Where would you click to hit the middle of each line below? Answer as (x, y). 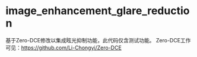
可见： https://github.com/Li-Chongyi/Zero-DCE (64, 48)
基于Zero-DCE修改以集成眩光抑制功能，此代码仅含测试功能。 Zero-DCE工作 (98, 40)
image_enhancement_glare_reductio (98, 11)
